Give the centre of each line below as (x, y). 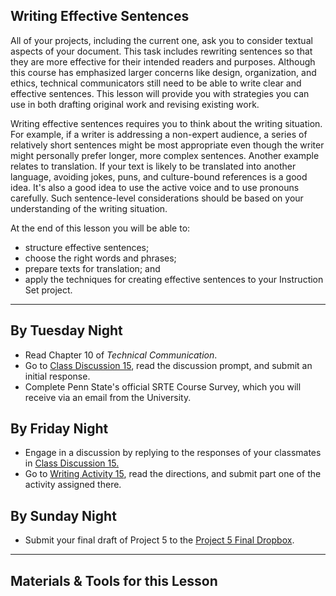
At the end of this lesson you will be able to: (100, 228)
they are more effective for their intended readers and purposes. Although (163, 61)
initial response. (57, 376)
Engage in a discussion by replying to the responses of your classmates (173, 453)
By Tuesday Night (66, 330)
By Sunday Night (63, 515)
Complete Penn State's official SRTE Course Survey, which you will (163, 386)
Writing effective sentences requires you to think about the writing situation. (166, 123)
